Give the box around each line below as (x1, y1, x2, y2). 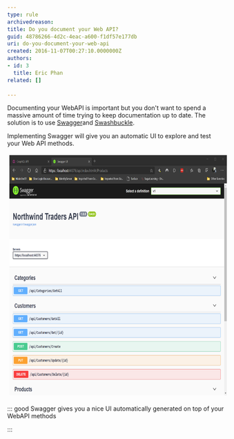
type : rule (7, 11, 39, 18)
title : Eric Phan (13, 69, 64, 76)
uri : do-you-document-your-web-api (7, 40, 110, 48)
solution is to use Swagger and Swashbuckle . (7, 118, 135, 127)
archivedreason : (7, 18, 54, 26)
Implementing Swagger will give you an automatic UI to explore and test (7, 132, 212, 140)
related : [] (7, 77, 41, 84)
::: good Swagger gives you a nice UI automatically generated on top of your (7, 404, 224, 413)
